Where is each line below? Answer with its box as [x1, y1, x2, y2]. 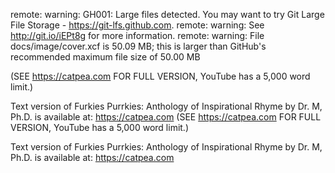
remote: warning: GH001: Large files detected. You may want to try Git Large [10, 9, 325, 20]
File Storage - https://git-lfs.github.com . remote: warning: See [10, 19, 265, 31]
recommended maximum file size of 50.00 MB [10, 51, 201, 63]
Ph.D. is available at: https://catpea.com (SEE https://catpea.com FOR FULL [10, 111, 322, 123]
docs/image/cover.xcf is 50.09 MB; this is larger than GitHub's [10, 40, 267, 52]
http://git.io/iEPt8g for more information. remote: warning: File [10, 30, 265, 41]
